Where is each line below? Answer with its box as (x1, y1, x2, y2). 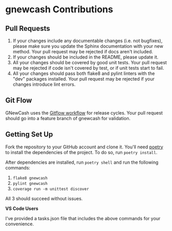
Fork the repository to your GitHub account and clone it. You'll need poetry (5, 144, 163, 150)
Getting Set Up (5, 130, 53, 139)
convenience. (5, 221, 34, 227)
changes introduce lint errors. (12, 81, 76, 87)
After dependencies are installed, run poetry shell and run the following (5, 159, 159, 165)
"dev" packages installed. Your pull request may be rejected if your (12, 76, 155, 82)
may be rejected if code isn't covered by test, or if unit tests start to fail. (12, 65, 164, 71)
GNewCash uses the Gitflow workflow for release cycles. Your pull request (5, 109, 163, 116)
